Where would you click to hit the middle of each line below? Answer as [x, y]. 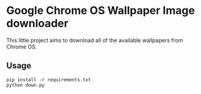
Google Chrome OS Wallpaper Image [100, 11]
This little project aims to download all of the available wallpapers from [95, 40]
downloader [37, 23]
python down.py [26, 85]
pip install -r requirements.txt [49, 79]
